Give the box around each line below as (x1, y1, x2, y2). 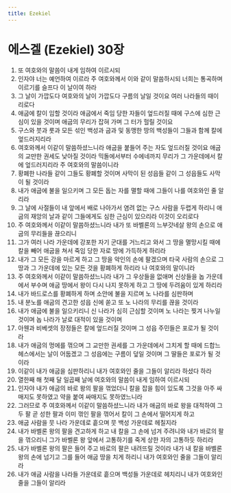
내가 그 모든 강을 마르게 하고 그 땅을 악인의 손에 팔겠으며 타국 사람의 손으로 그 (17, 255, 224, 263)
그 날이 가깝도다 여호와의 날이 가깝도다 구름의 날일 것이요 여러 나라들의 (17, 91, 206, 100)
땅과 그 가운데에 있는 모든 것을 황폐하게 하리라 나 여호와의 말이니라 (17, 263, 195, 272)
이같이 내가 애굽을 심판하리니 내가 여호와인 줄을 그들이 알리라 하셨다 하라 (17, 366, 212, 375)
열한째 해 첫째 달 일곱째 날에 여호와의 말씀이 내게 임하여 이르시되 (17, 375, 190, 384)
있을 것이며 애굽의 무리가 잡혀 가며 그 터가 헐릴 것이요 (30, 118, 173, 126)
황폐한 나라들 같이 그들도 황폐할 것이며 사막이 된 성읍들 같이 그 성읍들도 (17, 169, 208, 177)
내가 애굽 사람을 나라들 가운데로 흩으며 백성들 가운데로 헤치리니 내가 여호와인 (17, 470, 223, 478)
